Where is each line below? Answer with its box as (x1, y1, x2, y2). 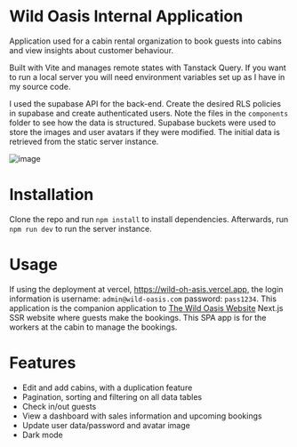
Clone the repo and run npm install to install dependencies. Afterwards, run (9, 213, 289, 224)
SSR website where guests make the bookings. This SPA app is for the (9, 312, 267, 323)
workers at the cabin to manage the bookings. (9, 322, 178, 332)
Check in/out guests (21, 401, 97, 411)
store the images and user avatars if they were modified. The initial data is (9, 126, 280, 137)
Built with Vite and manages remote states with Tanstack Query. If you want (9, 62, 286, 73)
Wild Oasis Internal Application (9, 6, 244, 27)
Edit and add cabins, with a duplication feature (21, 382, 193, 393)
